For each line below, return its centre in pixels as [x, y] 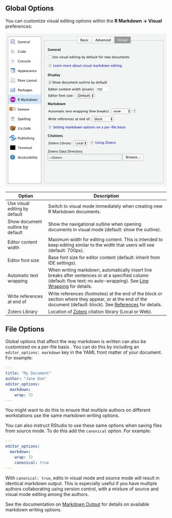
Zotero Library [23, 311]
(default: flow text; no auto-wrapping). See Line [99, 281]
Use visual [18, 203]
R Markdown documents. [74, 211]
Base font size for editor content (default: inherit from [104, 257]
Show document [25, 221]
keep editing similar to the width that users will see [101, 245]
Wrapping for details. [70, 286]
